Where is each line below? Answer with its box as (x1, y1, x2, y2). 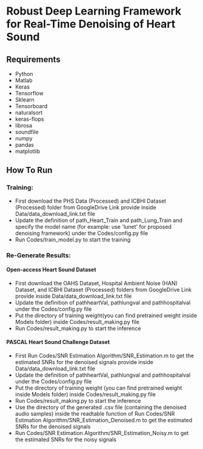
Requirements (6, 54, 61, 64)
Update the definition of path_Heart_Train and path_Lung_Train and (15, 217, 183, 224)
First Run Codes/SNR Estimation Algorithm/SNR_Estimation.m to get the (15, 352, 195, 359)
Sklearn (15, 96, 35, 103)
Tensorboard (15, 103, 48, 110)
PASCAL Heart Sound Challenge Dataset (6, 339, 110, 346)
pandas (15, 141, 35, 148)
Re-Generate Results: (6, 251, 72, 259)
